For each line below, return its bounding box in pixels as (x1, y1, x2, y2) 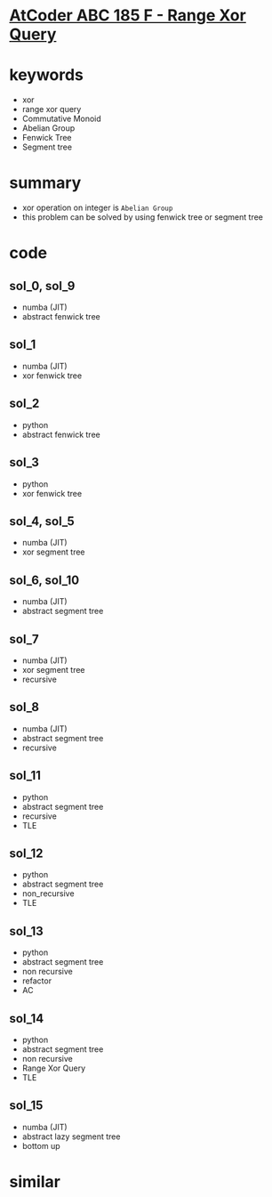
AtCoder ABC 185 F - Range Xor (9, 5, 246, 26)
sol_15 (9, 1098, 44, 1113)
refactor (21, 975, 52, 986)
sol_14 (9, 1011, 44, 1026)
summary (9, 173, 82, 193)
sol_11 (9, 768, 42, 783)
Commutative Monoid (21, 113, 102, 125)
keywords (9, 65, 84, 85)
